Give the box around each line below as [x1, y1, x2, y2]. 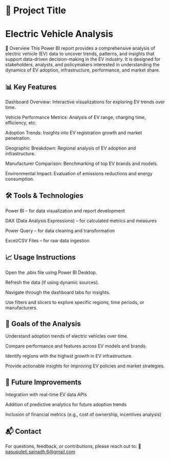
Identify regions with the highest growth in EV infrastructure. [5, 353, 133, 359]
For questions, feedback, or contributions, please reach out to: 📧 [5, 443, 142, 449]
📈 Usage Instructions [5, 253, 76, 262]
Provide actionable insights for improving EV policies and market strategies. [5, 363, 165, 369]
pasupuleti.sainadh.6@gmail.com [5, 449, 76, 454]
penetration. [5, 135, 31, 141]
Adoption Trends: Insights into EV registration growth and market [5, 130, 142, 136]
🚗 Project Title [5, 5, 67, 16]
